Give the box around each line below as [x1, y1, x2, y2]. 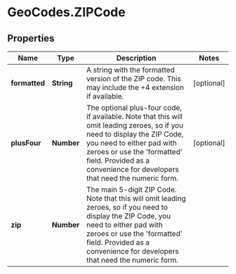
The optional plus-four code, [86, 103, 183, 113]
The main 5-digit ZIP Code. [86, 185, 177, 194]
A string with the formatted [86, 65, 175, 75]
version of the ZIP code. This [86, 74, 181, 83]
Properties [7, 32, 55, 44]
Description [116, 54, 157, 63]
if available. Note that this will [86, 112, 183, 121]
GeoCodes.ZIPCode [7, 4, 126, 20]
